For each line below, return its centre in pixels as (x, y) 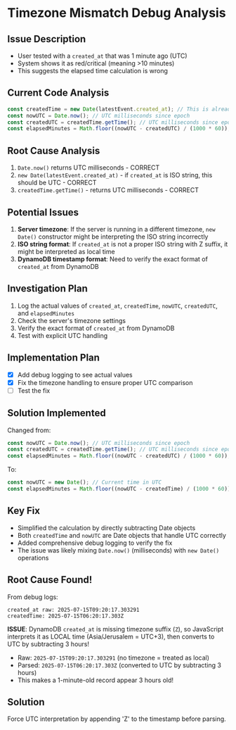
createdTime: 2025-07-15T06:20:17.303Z (66, 616)
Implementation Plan (54, 358)
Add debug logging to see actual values (75, 375)
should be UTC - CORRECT (57, 183)
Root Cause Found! (50, 580)
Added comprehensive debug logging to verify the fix (95, 543)
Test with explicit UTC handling (63, 335)
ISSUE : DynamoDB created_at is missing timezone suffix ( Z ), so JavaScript (116, 629)
